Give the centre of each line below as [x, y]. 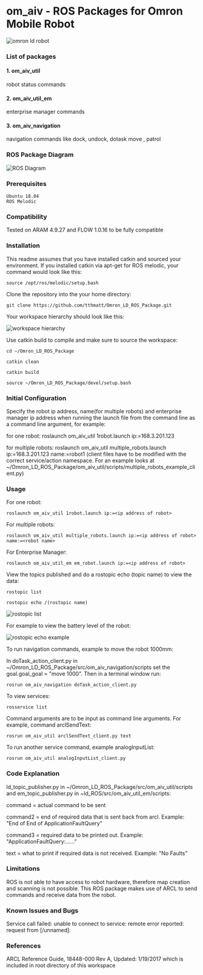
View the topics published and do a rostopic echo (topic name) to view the [99, 574]
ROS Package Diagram [40, 155]
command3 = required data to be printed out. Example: [75, 835]
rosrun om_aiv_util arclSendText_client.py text [69, 736]
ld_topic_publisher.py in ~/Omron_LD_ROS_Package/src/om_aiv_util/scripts [100, 787]
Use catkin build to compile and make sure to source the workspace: [92, 340]
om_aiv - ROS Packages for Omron [95, 11]
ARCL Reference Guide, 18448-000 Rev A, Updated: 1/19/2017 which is [95, 959]
